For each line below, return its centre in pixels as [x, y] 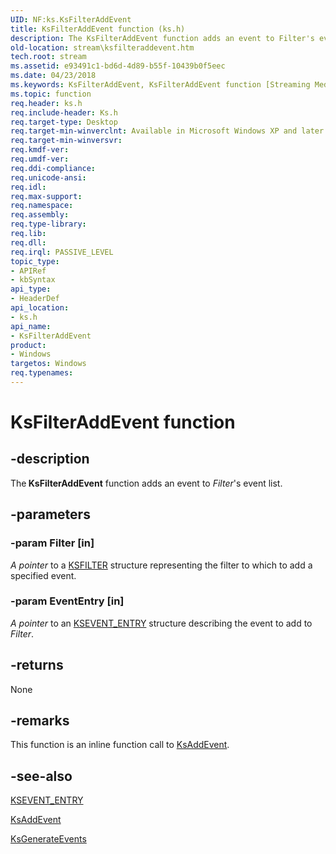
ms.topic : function [51, 94]
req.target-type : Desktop [64, 122]
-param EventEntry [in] [67, 601]
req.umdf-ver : [40, 159]
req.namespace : [42, 206]
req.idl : [28, 187]
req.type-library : [48, 224]
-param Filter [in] [52, 543]
